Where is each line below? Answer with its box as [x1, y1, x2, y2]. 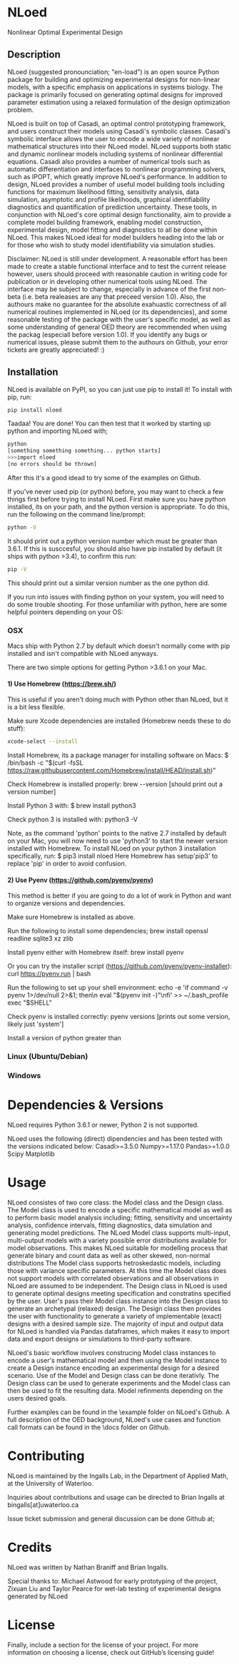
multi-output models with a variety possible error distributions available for [7, 1236, 227, 1244]
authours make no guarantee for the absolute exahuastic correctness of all [7, 300, 227, 308]
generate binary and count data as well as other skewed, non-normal [7, 1251, 210, 1259]
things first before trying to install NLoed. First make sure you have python [7, 494, 226, 503]
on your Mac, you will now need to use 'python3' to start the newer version [7, 836, 228, 846]
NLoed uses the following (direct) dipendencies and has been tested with [7, 1135, 223, 1143]
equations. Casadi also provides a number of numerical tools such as [7, 157, 210, 166]
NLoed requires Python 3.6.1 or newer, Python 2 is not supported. [7, 1121, 199, 1130]
